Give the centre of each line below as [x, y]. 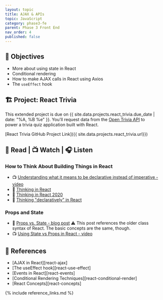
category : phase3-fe [26, 23]
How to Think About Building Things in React [59, 166]
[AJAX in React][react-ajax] [40, 263]
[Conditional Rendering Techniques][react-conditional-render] [74, 279]
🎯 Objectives [25, 57]
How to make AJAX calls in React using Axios [58, 79]
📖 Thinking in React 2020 [37, 195]
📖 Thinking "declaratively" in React [47, 200]
